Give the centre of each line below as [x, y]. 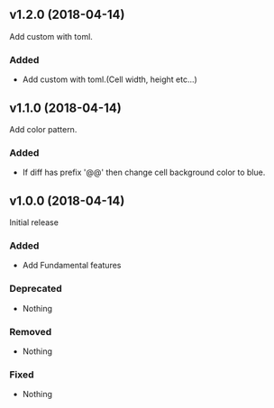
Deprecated [36, 289]
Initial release [34, 222]
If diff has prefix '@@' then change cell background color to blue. [144, 172]
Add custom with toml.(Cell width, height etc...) [110, 79]
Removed [31, 331]
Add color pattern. [43, 129]
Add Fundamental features [72, 266]
